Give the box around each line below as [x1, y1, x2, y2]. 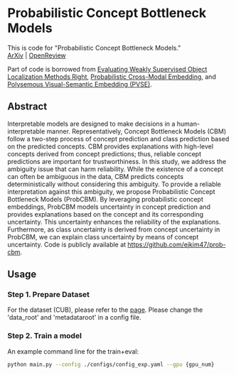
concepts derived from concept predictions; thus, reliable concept [7, 149, 201, 158]
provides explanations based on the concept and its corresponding [7, 210, 204, 218]
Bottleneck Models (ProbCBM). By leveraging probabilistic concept [7, 195, 204, 203]
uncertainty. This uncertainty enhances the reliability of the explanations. [7, 217, 222, 226]
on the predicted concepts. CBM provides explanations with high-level [7, 142, 214, 151]
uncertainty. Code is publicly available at [7, 240, 127, 249]
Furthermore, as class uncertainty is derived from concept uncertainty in [7, 225, 220, 234]
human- [176, 119, 200, 128]
